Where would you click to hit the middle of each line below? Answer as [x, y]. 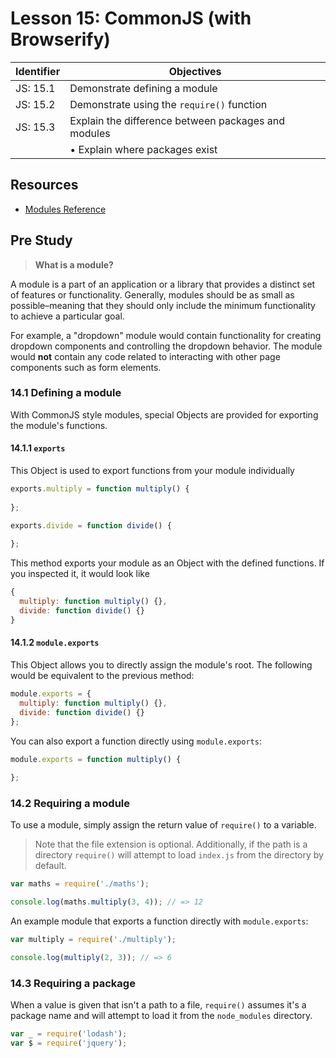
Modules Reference [65, 209]
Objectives [195, 71]
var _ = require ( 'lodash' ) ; [69, 1034]
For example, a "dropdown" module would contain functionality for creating [166, 335]
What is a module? [74, 264]
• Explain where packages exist [143, 149]
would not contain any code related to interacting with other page [145, 356]
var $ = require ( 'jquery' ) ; [69, 1043]
